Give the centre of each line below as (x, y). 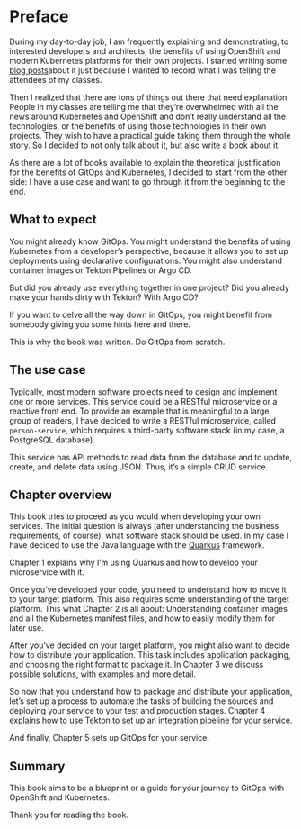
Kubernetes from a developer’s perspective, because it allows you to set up (149, 251)
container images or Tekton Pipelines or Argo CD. (101, 270)
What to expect (53, 219)
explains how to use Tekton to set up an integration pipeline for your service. (151, 720)
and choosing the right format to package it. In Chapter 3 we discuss (137, 665)
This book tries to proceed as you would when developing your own (135, 516)
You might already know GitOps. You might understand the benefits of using (150, 241)
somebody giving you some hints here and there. (100, 324)
